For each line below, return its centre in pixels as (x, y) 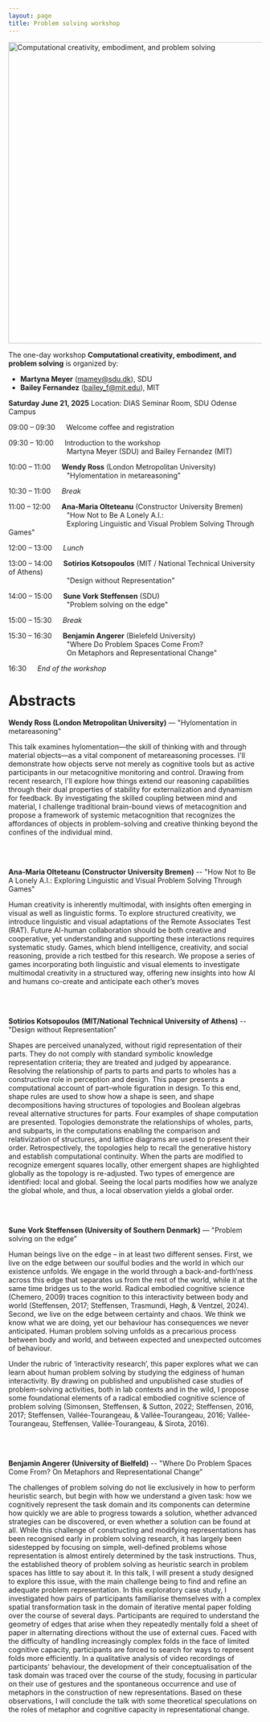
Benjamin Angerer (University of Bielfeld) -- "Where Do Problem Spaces (130, 1463)
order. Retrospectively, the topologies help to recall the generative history (130, 1148)
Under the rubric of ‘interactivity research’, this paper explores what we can (133, 1364)
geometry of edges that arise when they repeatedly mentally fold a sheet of (133, 1624)
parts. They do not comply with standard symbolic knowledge (110, 1054)
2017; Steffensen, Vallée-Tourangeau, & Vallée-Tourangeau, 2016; (117, 1415)
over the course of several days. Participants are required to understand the (134, 1616)
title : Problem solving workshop (64, 23)
